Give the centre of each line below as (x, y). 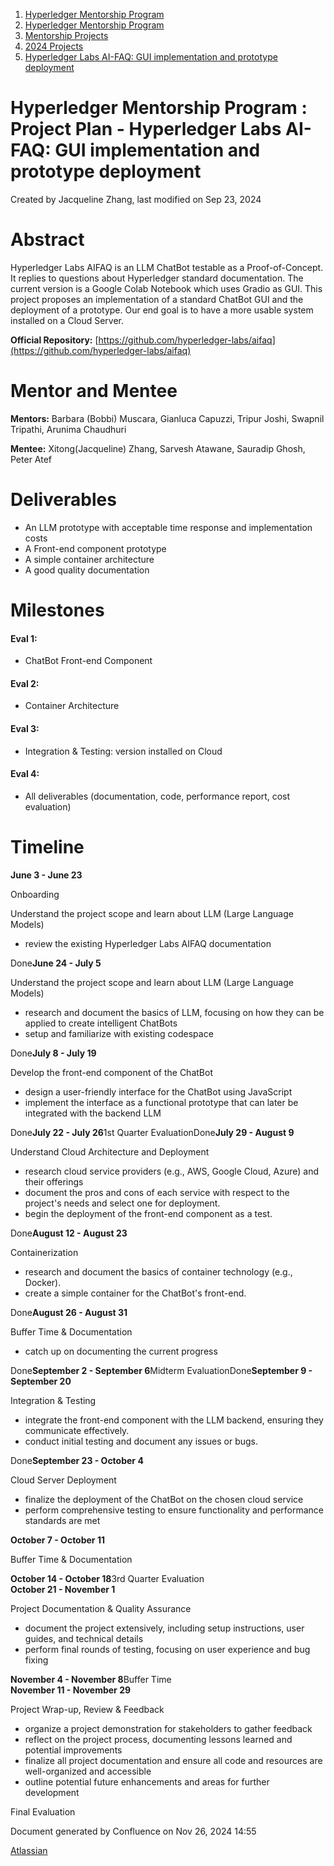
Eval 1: (24, 638)
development (52, 1792)
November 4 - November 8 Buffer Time (91, 1679)
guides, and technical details (84, 1638)
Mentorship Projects (66, 35)
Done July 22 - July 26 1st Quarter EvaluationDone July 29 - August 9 (152, 1132)
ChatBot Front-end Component (88, 661)
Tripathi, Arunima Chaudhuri (68, 429)
